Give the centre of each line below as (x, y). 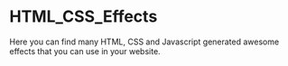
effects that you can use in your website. (85, 51)
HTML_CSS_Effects (84, 17)
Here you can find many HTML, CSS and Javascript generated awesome (144, 42)
